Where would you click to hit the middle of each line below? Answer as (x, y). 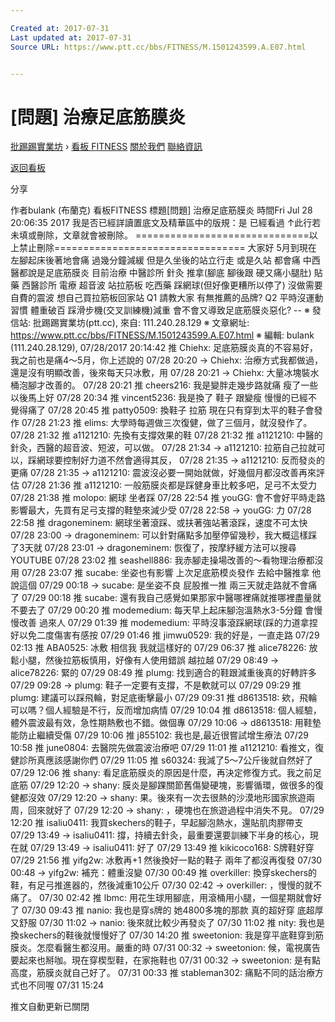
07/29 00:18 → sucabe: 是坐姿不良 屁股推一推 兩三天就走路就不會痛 (178, 585)
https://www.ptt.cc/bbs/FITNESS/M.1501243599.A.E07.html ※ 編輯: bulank (162, 335)
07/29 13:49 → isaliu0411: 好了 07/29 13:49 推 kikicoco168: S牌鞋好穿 (172, 848)
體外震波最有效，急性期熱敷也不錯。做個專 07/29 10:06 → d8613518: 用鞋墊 (166, 723)
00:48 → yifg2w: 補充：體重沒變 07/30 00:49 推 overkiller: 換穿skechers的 (164, 873)
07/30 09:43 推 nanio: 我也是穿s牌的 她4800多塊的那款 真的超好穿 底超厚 (172, 910)
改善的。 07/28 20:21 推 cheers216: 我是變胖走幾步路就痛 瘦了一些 (181, 385)
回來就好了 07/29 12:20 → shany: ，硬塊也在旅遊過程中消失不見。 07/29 (176, 810)
